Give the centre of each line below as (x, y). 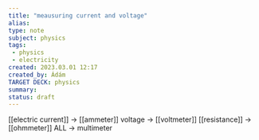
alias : (19, 23)
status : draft (32, 97)
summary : (23, 89)
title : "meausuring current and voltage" (78, 16)
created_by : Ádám (37, 75)
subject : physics (37, 38)
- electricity (35, 60)
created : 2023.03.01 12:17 (53, 68)
